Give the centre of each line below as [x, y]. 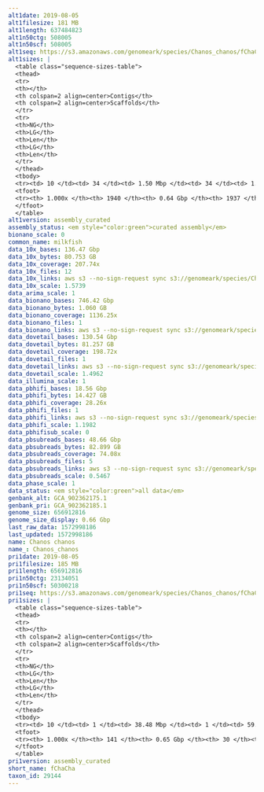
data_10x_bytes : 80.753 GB [52, 256]
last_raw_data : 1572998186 [52, 528]
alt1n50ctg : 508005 [40, 37]
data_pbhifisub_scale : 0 [49, 432]
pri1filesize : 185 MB [44, 564]
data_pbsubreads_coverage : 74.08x [65, 454]
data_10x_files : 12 [40, 271]
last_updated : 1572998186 [50, 535]
